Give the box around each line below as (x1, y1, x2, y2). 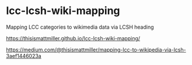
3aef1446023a (6, 52, 42, 59)
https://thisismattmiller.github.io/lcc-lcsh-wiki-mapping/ (6, 35, 141, 42)
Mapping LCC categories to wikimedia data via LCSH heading (6, 23, 154, 30)
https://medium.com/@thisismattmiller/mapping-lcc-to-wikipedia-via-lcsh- (6, 46, 186, 53)
